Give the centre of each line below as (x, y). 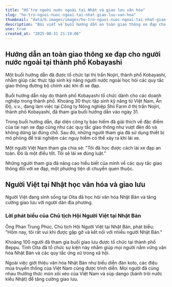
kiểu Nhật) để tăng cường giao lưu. (42, 279)
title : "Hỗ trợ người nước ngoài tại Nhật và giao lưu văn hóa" (75, 10)
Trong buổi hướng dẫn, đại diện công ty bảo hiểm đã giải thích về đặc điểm (84, 122)
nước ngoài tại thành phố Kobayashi (64, 63)
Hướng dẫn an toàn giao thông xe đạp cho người (83, 54)
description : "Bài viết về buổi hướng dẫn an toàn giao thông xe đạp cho (86, 24)
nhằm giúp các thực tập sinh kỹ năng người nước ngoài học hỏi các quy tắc (85, 80)
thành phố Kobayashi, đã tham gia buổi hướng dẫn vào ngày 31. (72, 112)
